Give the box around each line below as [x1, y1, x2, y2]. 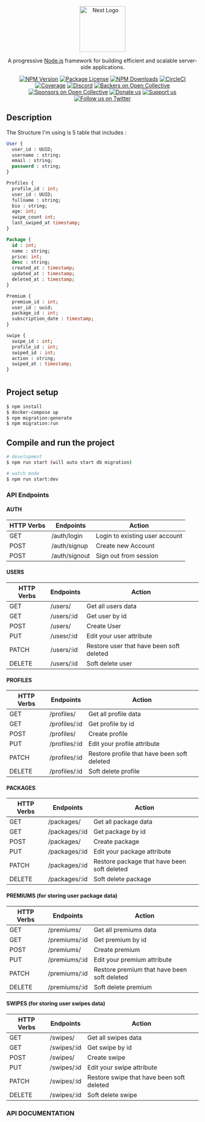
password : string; [12, 163, 62, 169]
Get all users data [86, 602, 137, 610]
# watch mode [6, 470, 40, 476]
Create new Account [95, 541, 155, 550]
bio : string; [12, 202, 48, 209]
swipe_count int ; [12, 214, 56, 220]
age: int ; [12, 209, 37, 215]
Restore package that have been [93, 857, 187, 866]
